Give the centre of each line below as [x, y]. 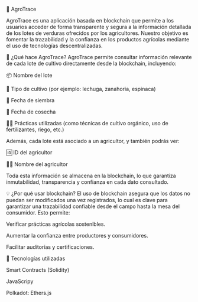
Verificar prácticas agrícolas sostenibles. [56, 224]
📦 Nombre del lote [29, 75]
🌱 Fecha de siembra [30, 100]
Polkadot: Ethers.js [29, 293]
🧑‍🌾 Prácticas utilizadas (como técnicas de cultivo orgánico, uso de [87, 123]
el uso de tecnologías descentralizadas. [54, 46]
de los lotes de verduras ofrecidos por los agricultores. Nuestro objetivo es [97, 33]
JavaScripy [20, 281]
